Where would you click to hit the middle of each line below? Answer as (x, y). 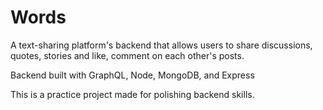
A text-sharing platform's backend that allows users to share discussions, (161, 45)
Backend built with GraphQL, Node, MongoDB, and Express (132, 75)
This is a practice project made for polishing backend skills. (132, 94)
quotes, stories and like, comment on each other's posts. (127, 55)
